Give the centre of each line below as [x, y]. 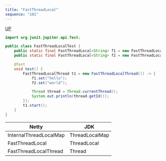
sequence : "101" [22, 14]
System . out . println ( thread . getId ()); [70, 96]
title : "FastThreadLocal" [32, 10]
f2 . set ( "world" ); [49, 83]
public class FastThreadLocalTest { [43, 46]
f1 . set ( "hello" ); [49, 78]
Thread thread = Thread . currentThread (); [75, 92]
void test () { [28, 69]
